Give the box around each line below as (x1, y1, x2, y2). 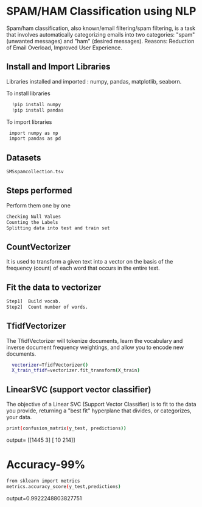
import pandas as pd (9, 135, 61, 142)
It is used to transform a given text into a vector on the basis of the (6, 258, 173, 265)
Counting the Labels (6, 219, 59, 225)
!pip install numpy (12, 101, 61, 107)
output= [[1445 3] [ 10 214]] (6, 436, 75, 444)
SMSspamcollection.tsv (6, 169, 64, 175)
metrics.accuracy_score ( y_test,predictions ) (6, 483, 121, 489)
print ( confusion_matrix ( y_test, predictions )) (6, 425, 127, 431)
